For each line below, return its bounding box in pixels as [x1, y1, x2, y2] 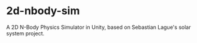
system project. [6, 29, 45, 37]
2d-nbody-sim [6, 4, 80, 18]
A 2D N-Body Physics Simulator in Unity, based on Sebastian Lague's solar [6, 24, 191, 31]
